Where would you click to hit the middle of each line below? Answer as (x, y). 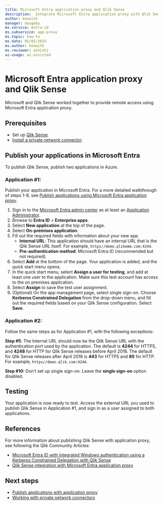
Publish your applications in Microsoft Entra (73, 155)
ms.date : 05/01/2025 (26, 41)
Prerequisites (26, 123)
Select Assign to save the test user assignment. (60, 288)
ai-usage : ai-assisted (28, 55)
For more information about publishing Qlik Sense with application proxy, (78, 440)
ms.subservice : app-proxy (31, 32)
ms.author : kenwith (25, 46)
